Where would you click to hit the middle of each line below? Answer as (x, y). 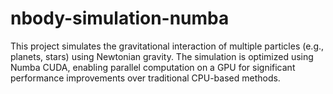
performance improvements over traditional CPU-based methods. (145, 78)
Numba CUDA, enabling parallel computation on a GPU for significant (153, 67)
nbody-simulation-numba (120, 18)
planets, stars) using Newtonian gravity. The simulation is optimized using (162, 56)
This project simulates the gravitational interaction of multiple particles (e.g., (167, 46)
